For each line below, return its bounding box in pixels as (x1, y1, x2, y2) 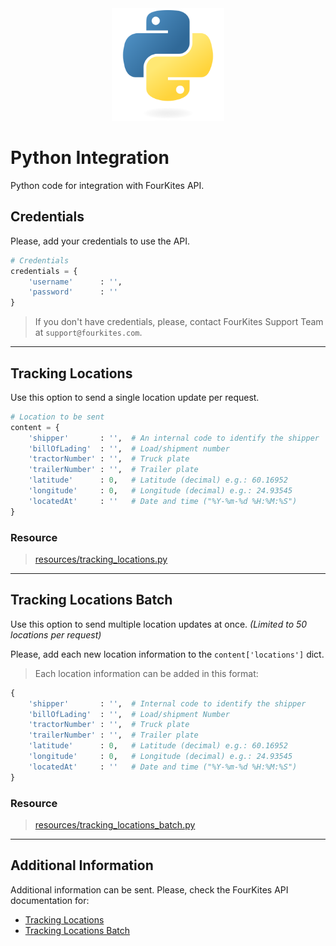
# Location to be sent (10, 412, 105, 422)
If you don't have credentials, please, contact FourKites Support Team (34, 316, 324, 328)
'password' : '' (28, 287, 118, 297)
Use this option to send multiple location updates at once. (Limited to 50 (10, 618, 308, 630)
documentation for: (10, 894, 90, 906)
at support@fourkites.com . (34, 327, 143, 339)
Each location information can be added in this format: (34, 667, 259, 679)
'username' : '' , (28, 277, 123, 287)
